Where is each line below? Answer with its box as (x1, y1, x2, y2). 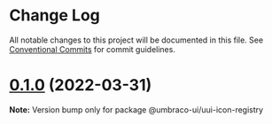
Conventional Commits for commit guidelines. (9, 43, 175, 54)
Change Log (9, 5, 100, 26)
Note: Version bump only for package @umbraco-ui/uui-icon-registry (9, 104, 264, 115)
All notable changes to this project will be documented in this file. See (9, 35, 264, 45)
